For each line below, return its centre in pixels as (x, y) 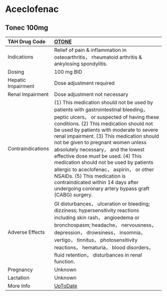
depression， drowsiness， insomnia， (100, 232)
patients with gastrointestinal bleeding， (101, 110)
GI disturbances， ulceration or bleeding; (102, 204)
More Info (19, 286)
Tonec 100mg (27, 28)
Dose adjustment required (84, 83)
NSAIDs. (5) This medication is (90, 176)
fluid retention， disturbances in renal (98, 255)
